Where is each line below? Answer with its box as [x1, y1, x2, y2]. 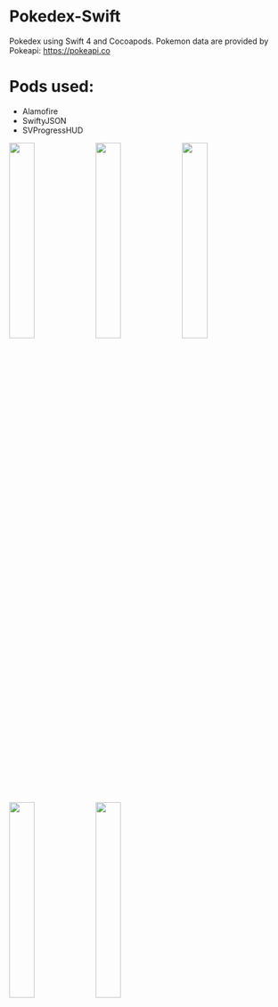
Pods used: [9, 77, 94, 97]
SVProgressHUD [21, 125, 84, 135]
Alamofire [21, 105, 59, 117]
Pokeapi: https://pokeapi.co [9, 45, 111, 55]
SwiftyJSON [21, 115, 67, 126]
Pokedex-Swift [9, 6, 121, 27]
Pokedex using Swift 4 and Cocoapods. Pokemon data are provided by [9, 36, 269, 46]
